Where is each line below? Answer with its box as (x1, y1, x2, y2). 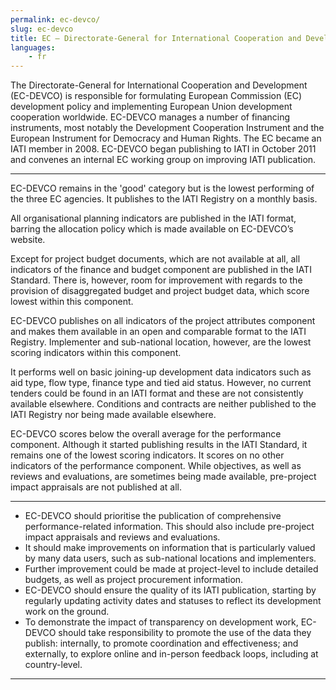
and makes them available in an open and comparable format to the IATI (10, 326, 307, 338)
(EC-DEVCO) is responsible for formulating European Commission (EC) (10, 90, 303, 102)
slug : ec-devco (10, 24, 74, 34)
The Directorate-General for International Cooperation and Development (10, 79, 308, 91)
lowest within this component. (10, 296, 134, 308)
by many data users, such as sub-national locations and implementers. (24, 552, 317, 565)
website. (10, 234, 46, 246)
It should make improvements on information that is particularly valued (24, 542, 316, 554)
